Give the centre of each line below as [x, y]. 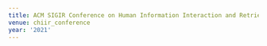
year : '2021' [30, 30]
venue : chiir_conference [49, 23]
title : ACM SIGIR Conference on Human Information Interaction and [122, 15]
